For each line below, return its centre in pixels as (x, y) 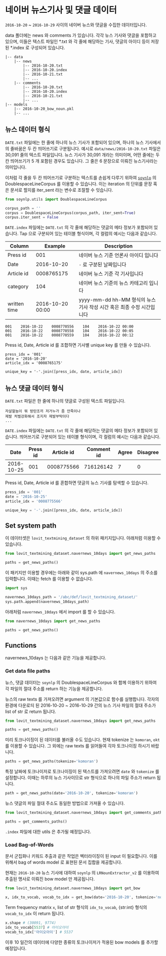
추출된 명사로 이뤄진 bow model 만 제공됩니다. (50, 879)
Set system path (31, 525)
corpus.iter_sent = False (32, 217)
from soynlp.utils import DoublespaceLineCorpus (56, 199)
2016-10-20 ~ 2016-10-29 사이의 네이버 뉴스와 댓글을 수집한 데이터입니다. (76, 25)
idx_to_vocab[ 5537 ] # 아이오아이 (37, 927)
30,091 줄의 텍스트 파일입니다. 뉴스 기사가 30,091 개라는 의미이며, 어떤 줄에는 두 (83, 155)
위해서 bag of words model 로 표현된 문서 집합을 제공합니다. (64, 862)
